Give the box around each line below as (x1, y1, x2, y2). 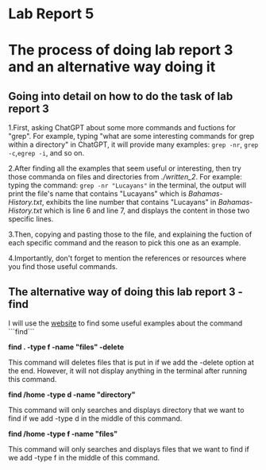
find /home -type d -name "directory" (8, 390, 137, 399)
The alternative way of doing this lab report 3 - (8, 285, 244, 299)
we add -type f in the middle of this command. (8, 453, 160, 462)
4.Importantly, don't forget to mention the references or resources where (8, 253, 247, 263)
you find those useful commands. (8, 262, 118, 272)
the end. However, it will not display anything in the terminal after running (8, 366, 248, 376)
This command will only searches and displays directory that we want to (8, 406, 245, 414)
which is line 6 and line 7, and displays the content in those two (43, 206, 250, 215)
